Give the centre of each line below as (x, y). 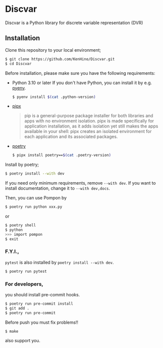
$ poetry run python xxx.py (34, 207)
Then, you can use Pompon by (36, 198)
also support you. (23, 341)
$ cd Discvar (18, 63)
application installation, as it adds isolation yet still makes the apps (91, 126)
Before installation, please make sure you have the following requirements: (80, 73)
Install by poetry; (22, 165)
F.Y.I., (12, 252)
